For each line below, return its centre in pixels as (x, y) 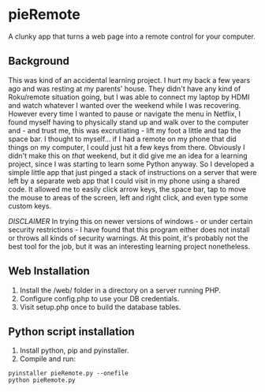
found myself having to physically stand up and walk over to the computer (129, 122)
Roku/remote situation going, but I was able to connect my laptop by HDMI (129, 97)
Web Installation (49, 271)
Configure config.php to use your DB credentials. (99, 298)
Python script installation (72, 332)
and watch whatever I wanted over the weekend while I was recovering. (125, 105)
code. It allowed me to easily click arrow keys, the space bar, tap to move (127, 189)
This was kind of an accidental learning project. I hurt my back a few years (129, 80)
